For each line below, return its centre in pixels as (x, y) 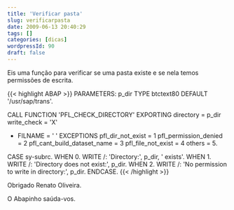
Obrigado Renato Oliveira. (44, 185)
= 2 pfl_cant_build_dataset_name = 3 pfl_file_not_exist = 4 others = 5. (117, 143)
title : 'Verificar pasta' (45, 14)
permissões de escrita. (40, 80)
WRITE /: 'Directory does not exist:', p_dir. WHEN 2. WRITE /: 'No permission (117, 164)
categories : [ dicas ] (37, 40)
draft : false (26, 53)
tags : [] (20, 33)
